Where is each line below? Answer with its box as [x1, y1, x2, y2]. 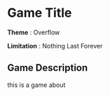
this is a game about [7, 81, 66, 89]
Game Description [7, 62, 88, 74]
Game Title [7, 5, 72, 21]
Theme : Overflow [7, 28, 60, 36]
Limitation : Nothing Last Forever [7, 41, 103, 50]
